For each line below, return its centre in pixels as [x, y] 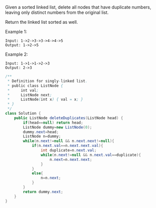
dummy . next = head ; [41, 132]
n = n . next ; [51, 178]
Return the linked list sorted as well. [42, 22]
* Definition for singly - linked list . [47, 81]
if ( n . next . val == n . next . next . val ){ [67, 146]
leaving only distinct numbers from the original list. [57, 12]
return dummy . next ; [43, 192]
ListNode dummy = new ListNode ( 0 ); [58, 127]
